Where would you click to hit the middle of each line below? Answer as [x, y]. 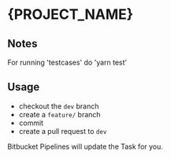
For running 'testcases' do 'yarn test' [67, 62]
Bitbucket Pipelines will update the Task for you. [85, 146]
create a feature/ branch [59, 114]
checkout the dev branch [59, 106]
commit [31, 123]
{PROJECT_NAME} [71, 15]
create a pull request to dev [63, 131]
